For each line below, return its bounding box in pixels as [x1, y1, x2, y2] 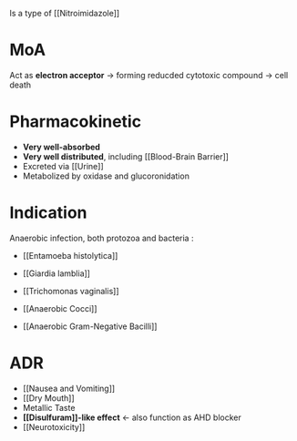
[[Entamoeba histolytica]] [22, 250, 118, 261]
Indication [9, 202, 87, 223]
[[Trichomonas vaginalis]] [22, 285, 119, 296]
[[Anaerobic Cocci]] [22, 303, 97, 313]
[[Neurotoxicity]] [22, 421, 86, 432]
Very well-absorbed [22, 141, 100, 152]
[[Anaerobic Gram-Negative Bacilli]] [22, 321, 158, 332]
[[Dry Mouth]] [22, 392, 75, 404]
